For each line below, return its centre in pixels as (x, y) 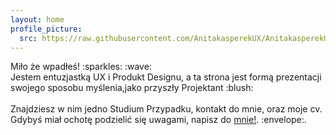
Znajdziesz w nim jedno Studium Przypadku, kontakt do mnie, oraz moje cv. (166, 109)
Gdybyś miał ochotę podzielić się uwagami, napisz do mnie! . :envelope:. (158, 120)
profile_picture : (46, 29)
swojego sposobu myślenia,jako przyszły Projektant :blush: (132, 88)
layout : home (37, 19)
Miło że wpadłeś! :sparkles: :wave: (81, 67)
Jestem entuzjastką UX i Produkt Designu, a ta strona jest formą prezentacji (166, 77)
